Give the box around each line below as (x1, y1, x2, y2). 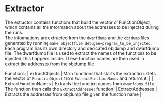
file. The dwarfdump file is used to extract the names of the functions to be (5, 50, 157, 56)
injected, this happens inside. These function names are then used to (5, 55, 144, 61)
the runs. (5, 29, 23, 35)
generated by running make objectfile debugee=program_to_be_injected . (5, 40, 152, 46)
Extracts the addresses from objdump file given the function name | (5, 91, 141, 97)
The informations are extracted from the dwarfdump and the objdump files (5, 35, 149, 41)
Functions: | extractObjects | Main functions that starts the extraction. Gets (5, 70, 156, 76)
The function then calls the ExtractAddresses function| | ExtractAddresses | (5, 86, 157, 92)
